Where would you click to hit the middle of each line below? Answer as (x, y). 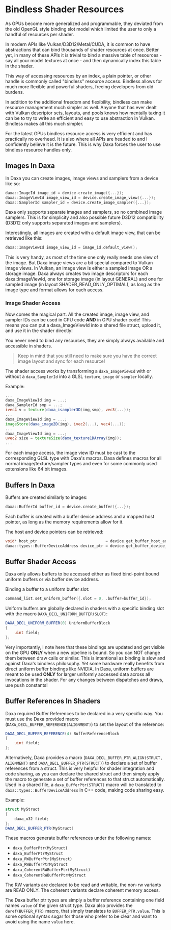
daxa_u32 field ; (32, 819)
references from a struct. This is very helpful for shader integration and (80, 768)
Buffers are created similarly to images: (46, 497)
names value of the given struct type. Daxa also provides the (69, 906)
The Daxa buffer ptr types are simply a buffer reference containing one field (85, 900)
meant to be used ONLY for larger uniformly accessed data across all (78, 674)
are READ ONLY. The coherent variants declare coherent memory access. (83, 890)
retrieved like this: (24, 238)
